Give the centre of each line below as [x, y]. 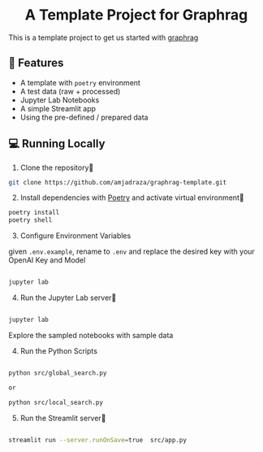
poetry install [34, 213]
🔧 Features [36, 63]
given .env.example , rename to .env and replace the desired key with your [132, 252]
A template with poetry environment [80, 82]
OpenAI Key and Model [47, 260]
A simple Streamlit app [58, 108]
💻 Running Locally [57, 144]
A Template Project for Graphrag [136, 15]
